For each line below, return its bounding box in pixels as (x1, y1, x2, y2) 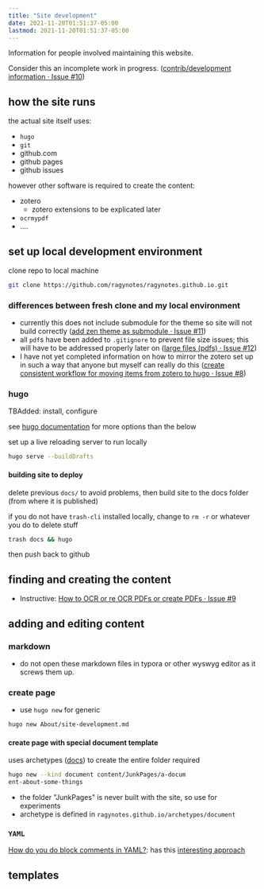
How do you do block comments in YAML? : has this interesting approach (8, 845, 246, 855)
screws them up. (19, 667, 75, 677)
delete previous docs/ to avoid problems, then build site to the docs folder (8, 487, 249, 497)
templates (8, 868, 59, 882)
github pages (19, 157, 63, 167)
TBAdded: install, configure (8, 406, 98, 416)
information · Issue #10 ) (8, 72, 86, 82)
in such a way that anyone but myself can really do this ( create (19, 360, 225, 370)
